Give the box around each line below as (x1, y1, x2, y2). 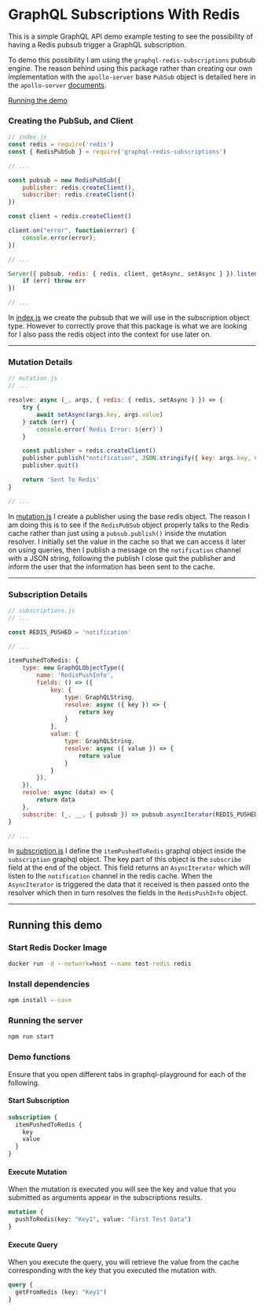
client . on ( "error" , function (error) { (8, 227, 135, 235)
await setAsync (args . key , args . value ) (36, 410, 163, 418)
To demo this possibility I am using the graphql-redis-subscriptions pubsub (8, 55, 256, 65)
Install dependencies (8, 979, 90, 990)
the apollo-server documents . (8, 80, 107, 90)
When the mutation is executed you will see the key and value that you (8, 1184, 236, 1194)
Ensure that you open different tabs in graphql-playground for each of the (8, 1069, 247, 1079)
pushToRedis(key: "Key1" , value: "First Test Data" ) (15, 1216, 192, 1224)
